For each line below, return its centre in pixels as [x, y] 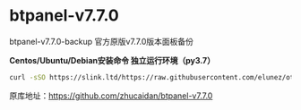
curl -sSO [28, 77]
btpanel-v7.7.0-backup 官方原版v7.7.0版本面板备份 [102, 41]
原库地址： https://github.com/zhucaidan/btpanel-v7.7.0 [111, 96]
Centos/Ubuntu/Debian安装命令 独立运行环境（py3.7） [112, 60]
